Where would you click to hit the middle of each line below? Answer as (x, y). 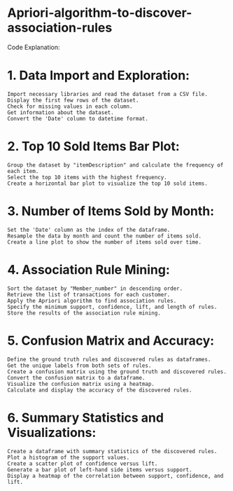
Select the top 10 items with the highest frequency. (87, 177)
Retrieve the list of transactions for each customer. (89, 295)
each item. (23, 171)
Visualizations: (52, 433)
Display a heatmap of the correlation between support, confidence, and (115, 476)
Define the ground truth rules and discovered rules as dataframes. (109, 359)
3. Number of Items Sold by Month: (111, 211)
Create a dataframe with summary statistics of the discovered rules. (112, 451)
